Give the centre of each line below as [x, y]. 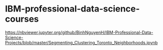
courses [22, 19]
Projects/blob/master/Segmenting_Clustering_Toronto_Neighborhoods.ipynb [81, 42]
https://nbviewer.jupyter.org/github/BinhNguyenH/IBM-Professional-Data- [79, 32]
